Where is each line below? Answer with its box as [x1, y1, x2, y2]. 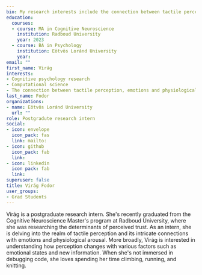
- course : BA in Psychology [11, 43, 82, 49]
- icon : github [6, 143, 44, 150]
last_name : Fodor [6, 93, 50, 99]
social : [6, 121, 26, 127]
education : [6, 14, 34, 21]
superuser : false [6, 177, 50, 183]
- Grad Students [6, 194, 47, 200]
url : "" [11, 110, 31, 116]
